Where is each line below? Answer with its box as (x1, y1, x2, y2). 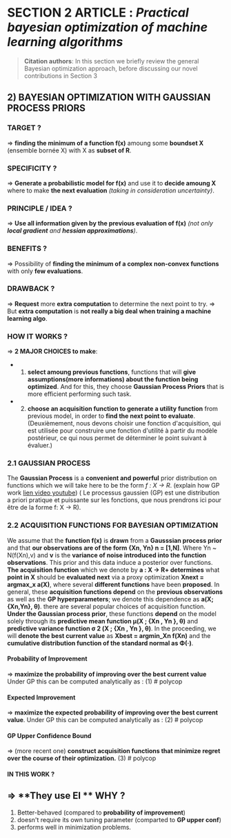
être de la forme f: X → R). (7, 503, 81, 512)
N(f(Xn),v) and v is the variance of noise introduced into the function (7, 550, 207, 559)
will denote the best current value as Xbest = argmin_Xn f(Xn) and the (7, 631, 211, 639)
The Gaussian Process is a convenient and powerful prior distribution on (7, 474, 217, 482)
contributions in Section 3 (23, 71, 98, 80)
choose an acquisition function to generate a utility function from (27, 405, 219, 413)
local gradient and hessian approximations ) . (7, 226, 138, 235)
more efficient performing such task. (27, 390, 132, 398)
